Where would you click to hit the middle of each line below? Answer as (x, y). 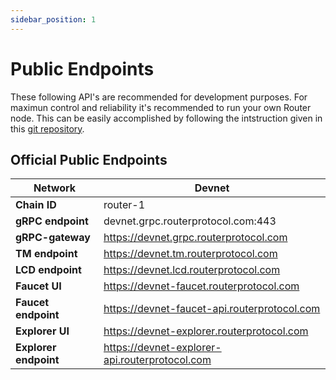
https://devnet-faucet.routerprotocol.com (201, 286)
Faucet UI (38, 286)
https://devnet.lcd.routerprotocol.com (192, 270)
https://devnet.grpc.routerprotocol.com (195, 238)
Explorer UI (42, 331)
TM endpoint (46, 254)
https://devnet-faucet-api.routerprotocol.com (212, 309)
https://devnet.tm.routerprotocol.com (190, 254)
